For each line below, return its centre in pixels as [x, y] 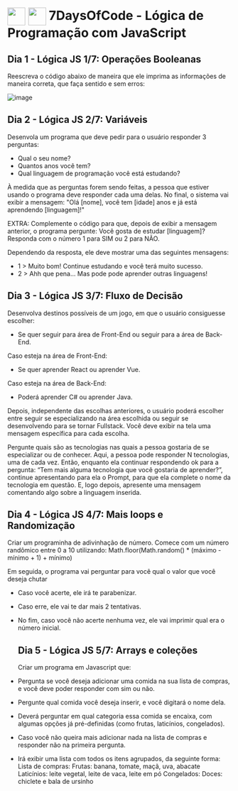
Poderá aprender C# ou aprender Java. [75, 397]
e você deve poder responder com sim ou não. [86, 689]
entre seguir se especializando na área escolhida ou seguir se [98, 418]
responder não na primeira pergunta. [71, 745]
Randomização [41, 526]
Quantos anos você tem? [54, 165]
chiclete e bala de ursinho [55, 782]
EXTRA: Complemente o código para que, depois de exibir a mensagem [112, 223]
